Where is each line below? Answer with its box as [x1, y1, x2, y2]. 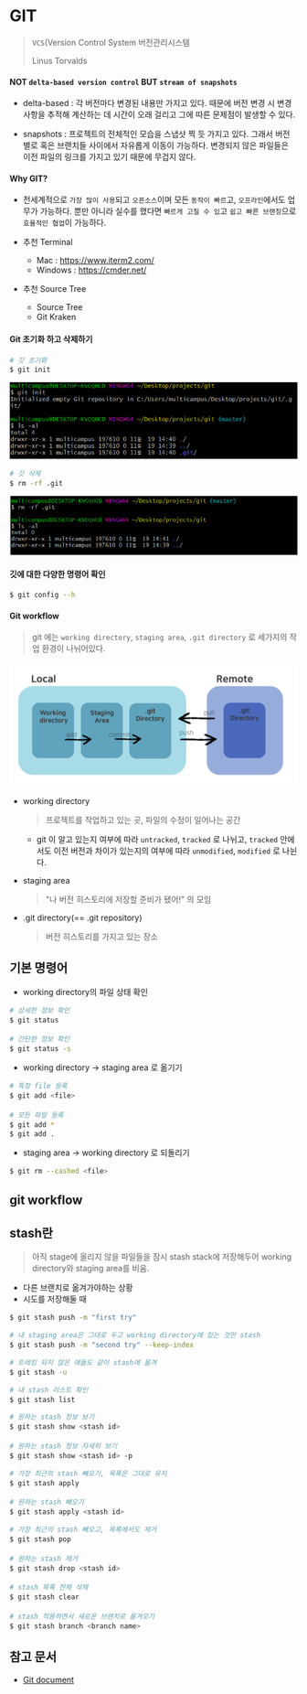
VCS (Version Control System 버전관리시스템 [31, 37, 190, 48]
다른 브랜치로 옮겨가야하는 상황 [22, 1282, 133, 1293]
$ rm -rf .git [9, 478, 64, 488]
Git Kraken [36, 312, 77, 323]
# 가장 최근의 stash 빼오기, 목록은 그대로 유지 [9, 1469, 167, 1478]
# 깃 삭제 [9, 468, 41, 478]
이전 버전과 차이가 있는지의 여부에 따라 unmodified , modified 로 [53, 845, 281, 856]
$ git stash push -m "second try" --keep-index [9, 1341, 195, 1350]
